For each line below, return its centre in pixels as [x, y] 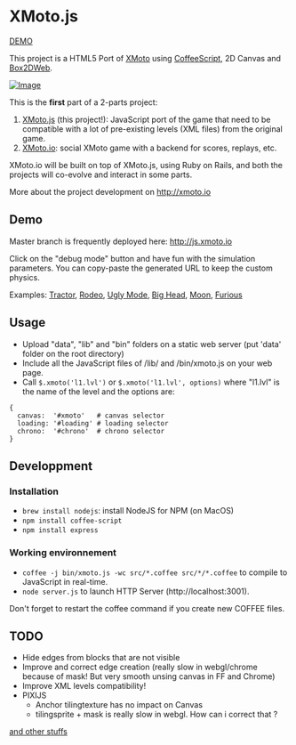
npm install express [60, 530]
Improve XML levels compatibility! [84, 686]
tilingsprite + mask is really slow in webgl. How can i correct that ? [156, 715]
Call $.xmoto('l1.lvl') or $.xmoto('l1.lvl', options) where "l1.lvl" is [151, 382]
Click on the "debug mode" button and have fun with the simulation [132, 258]
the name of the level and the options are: [98, 391]
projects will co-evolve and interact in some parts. [101, 174]
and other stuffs [39, 732]
